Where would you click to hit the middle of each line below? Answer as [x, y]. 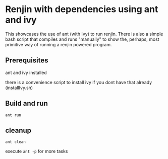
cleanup [18, 130]
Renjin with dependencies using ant [82, 9]
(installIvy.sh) [19, 88]
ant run [13, 115]
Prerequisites [27, 61]
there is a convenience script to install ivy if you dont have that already [79, 82]
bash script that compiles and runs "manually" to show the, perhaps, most [82, 39]
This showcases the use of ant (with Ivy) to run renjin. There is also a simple [84, 34]
